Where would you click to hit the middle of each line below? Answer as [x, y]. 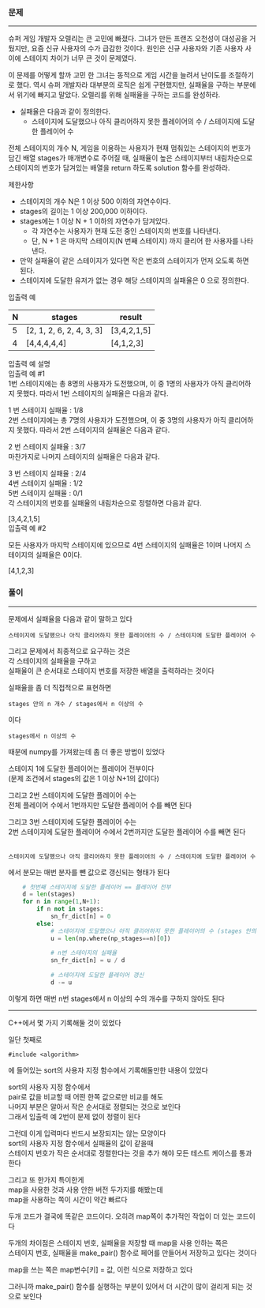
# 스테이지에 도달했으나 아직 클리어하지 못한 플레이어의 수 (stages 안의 [153, 931]
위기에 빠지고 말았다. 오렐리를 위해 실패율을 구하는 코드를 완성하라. [118, 95]
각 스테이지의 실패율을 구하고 [52, 660]
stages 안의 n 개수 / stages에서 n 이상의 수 [76, 704]
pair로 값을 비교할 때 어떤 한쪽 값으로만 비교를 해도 [86, 1096]
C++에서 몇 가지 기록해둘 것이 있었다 [65, 1022]
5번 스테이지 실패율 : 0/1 [45, 493]
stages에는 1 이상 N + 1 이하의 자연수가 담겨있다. [95, 221]
